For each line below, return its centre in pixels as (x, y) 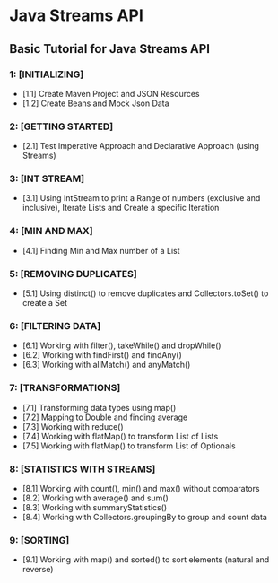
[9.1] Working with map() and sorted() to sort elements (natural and (146, 560)
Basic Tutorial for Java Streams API (110, 49)
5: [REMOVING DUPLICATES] (73, 274)
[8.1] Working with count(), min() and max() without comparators (141, 488)
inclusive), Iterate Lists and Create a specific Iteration (121, 208)
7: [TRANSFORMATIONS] (65, 388)
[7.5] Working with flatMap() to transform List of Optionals (129, 446)
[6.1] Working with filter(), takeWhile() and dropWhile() (122, 345)
